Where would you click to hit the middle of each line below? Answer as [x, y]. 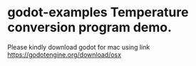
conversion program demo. [90, 27]
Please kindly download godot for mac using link [79, 47]
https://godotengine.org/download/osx [65, 55]
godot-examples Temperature [98, 12]
